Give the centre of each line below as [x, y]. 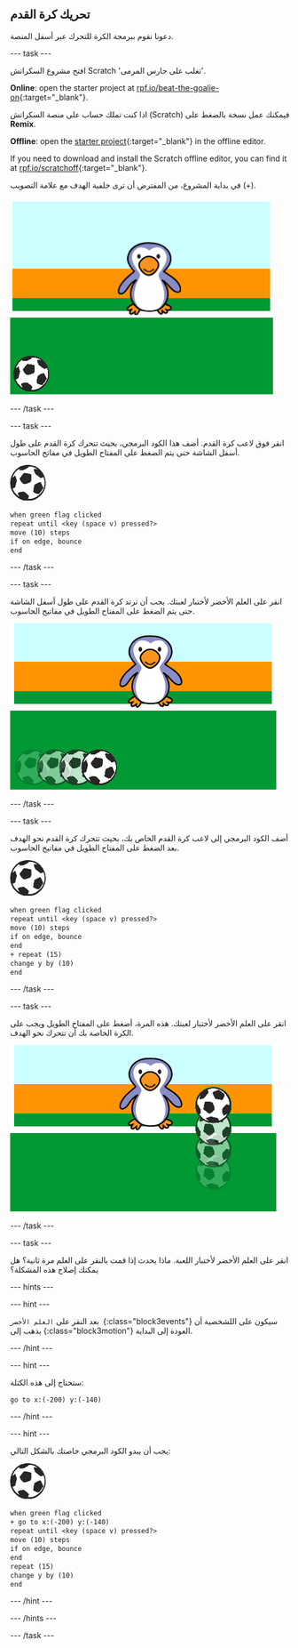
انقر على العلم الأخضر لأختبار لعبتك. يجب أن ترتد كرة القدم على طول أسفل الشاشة [146, 601]
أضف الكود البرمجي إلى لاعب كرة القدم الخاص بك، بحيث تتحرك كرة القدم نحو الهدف [149, 838]
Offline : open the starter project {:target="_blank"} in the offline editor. [138, 141]
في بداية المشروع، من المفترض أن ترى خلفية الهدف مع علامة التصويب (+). [133, 185]
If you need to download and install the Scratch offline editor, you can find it [149, 158]
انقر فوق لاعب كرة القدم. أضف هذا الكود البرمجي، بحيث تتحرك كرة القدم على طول [147, 443]
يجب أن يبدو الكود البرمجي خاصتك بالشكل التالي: [90, 1451]
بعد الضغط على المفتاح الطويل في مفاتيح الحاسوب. [95, 848]
